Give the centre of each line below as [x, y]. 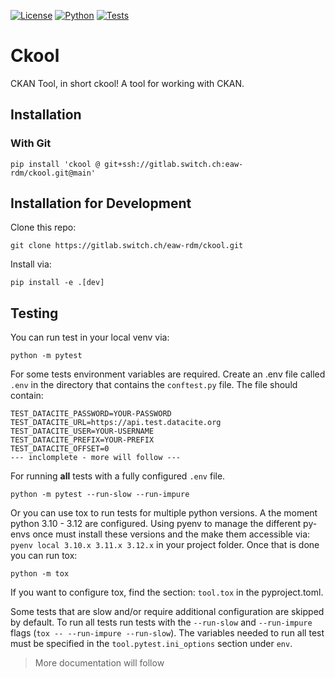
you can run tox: [44, 556]
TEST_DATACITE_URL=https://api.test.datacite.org [116, 423]
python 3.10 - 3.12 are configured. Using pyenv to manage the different [156, 524]
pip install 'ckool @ [55, 164]
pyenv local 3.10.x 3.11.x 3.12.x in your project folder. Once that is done [165, 545]
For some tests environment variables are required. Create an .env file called [168, 374]
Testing [34, 313]
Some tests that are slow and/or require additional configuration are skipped [167, 612]
